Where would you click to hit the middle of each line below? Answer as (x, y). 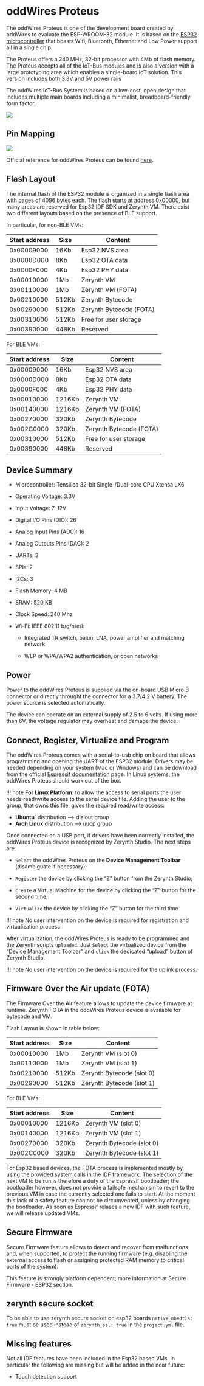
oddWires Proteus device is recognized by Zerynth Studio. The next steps (99, 842)
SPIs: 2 (24, 567)
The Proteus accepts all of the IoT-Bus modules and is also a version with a (100, 66)
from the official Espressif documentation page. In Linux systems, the (93, 774)
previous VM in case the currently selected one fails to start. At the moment (101, 1194)
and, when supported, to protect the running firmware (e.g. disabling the (97, 1253)
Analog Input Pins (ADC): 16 (50, 532)
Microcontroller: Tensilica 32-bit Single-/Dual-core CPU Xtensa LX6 (100, 485)
